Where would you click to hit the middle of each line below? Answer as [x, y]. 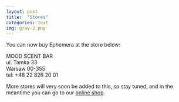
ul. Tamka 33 [22, 62]
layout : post [22, 11]
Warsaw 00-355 [26, 69]
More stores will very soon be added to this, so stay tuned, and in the [89, 87]
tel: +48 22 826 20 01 [32, 75]
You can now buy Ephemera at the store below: [63, 45]
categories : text [27, 22]
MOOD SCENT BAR [30, 56]
